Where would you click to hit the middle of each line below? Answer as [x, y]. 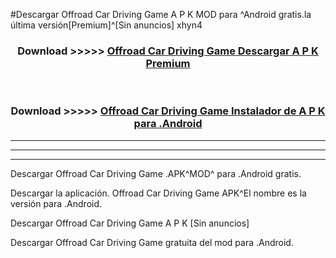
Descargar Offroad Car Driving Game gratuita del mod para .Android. [152, 242]
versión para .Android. [56, 203]
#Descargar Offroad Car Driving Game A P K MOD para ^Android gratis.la [161, 14]
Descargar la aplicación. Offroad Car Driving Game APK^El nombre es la [158, 193]
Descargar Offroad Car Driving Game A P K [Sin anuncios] [130, 223]
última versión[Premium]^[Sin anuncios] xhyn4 [106, 25]
